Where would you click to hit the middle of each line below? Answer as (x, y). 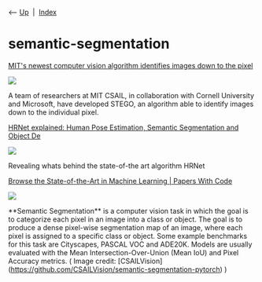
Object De (24, 136)
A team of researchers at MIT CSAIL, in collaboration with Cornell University (131, 95)
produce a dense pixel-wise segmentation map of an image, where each (125, 227)
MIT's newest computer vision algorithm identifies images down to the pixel (131, 65)
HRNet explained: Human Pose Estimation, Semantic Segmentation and (124, 127)
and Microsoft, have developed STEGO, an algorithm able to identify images (131, 104)
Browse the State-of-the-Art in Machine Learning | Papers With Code (120, 181)
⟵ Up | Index (33, 12)
